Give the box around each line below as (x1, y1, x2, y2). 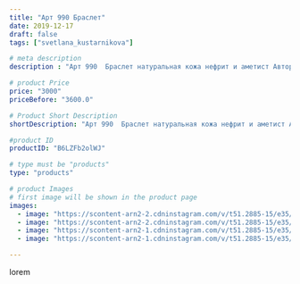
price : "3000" (9, 87, 62, 96)
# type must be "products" (9, 160, 110, 170)
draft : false (9, 29, 58, 38)
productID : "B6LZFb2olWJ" (9, 144, 105, 153)
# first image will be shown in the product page (9, 193, 198, 202)
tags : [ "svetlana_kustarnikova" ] (9, 38, 134, 47)
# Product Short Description (9, 111, 118, 121)
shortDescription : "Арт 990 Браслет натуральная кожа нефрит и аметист (9, 120, 286, 129)
